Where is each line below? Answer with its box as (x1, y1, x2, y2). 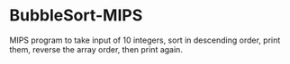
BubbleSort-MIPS (9, 5, 143, 26)
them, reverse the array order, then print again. (9, 44, 183, 54)
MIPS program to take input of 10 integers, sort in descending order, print (9, 35, 281, 45)
